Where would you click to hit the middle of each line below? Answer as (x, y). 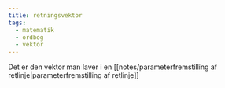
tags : (17, 23)
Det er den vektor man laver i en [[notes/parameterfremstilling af (113, 67)
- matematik (35, 30)
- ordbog (30, 37)
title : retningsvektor (45, 15)
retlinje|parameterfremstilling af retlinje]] (74, 75)
